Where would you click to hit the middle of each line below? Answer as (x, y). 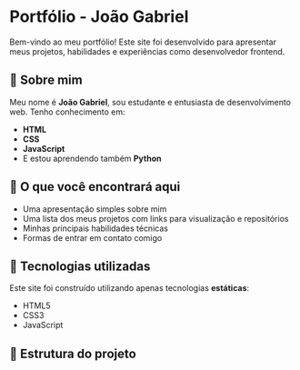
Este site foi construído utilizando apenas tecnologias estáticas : (130, 288)
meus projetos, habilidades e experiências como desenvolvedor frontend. (147, 51)
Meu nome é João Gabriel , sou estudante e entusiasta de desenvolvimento (150, 102)
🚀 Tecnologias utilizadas (80, 266)
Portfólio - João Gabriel (99, 17)
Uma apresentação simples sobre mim (95, 209)
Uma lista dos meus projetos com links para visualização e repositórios (155, 218)
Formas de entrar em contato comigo (92, 237)
